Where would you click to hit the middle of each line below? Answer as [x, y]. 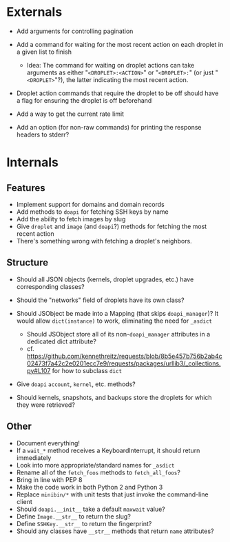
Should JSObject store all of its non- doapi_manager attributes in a [118, 334]
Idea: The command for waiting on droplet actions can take [111, 65]
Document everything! [48, 443]
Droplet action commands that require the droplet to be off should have [117, 93]
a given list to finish [44, 52]
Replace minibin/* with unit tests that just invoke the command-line [112, 494]
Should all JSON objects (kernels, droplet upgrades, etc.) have [105, 279]
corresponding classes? [51, 286]
